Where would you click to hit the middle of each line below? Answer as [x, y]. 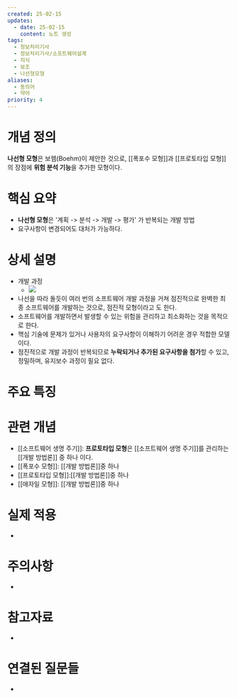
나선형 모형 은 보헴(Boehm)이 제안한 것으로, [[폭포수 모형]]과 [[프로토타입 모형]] [117, 158]
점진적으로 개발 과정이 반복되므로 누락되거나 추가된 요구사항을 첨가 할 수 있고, [123, 351]
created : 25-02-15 [34, 14]
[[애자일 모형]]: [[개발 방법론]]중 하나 [68, 484]
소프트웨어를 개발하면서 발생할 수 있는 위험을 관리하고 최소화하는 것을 [113, 316]
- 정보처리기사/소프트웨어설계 [50, 54]
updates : [20, 21]
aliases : [20, 80]
